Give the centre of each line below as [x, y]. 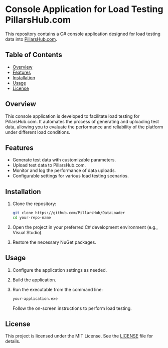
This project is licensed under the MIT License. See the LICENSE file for [79, 336]
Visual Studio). [27, 232]
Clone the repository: [34, 204]
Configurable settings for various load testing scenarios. [70, 176]
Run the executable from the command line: [58, 289]
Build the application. [34, 280]
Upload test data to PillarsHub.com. [49, 165]
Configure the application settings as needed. [59, 270]
